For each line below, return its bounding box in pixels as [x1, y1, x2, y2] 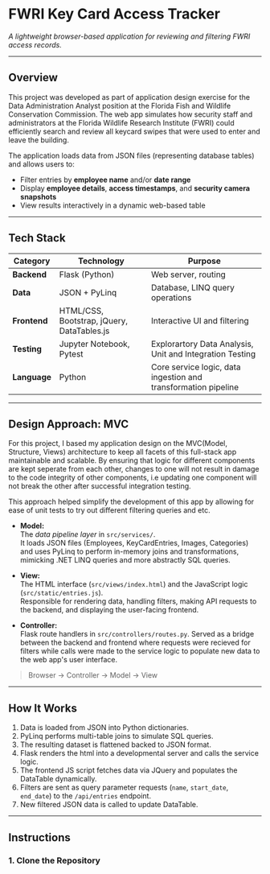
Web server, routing [151, 269, 227, 280]
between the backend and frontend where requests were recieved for [19, 637, 251, 648]
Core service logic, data [151, 361, 241, 373]
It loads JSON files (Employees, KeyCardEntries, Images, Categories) [19, 538, 249, 548]
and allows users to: [8, 159, 75, 169]
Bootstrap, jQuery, [59, 315, 129, 326]
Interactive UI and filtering [151, 315, 249, 326]
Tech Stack [8, 231, 66, 245]
